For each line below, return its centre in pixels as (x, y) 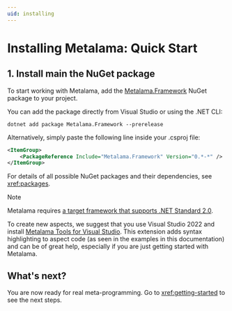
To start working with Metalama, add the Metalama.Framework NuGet (107, 91)
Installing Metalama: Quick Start (102, 48)
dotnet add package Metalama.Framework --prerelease (85, 124)
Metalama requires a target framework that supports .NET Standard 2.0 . (110, 211)
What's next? (37, 276)
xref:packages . (29, 184)
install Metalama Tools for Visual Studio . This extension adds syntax (105, 232)
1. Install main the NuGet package (81, 74)
